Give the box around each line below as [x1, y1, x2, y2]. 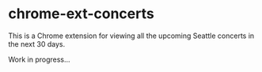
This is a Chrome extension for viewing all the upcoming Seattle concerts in [8, 31, 255, 40]
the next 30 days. [8, 39, 66, 48]
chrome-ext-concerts [8, 5, 154, 23]
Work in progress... [8, 55, 70, 64]
